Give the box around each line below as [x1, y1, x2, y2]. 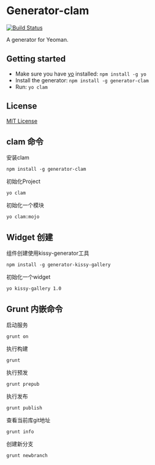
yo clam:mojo [6, 214, 40, 220]
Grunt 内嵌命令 [6, 303, 63, 314]
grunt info [6, 429, 34, 435]
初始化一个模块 [6, 201, 44, 209]
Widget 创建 [6, 232, 53, 243]
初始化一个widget [6, 273, 51, 281]
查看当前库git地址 [6, 416, 51, 424]
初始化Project [6, 178, 41, 185]
